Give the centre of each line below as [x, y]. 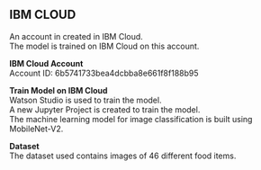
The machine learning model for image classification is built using [131, 119]
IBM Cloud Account [46, 63]
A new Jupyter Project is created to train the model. [105, 109]
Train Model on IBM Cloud [58, 90]
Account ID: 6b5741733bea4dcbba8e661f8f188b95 [104, 73]
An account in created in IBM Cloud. [76, 36]
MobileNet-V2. [36, 129]
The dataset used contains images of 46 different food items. [123, 156]
